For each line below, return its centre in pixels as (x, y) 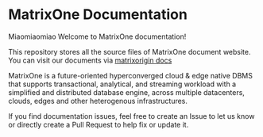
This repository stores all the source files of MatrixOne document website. (130, 51)
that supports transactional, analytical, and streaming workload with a (122, 84)
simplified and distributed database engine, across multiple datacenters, (126, 92)
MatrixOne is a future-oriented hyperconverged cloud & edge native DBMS (130, 75)
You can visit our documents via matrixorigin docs (90, 60)
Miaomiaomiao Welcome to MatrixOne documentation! (97, 36)
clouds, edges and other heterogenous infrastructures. (98, 101)
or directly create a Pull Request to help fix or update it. (99, 124)
